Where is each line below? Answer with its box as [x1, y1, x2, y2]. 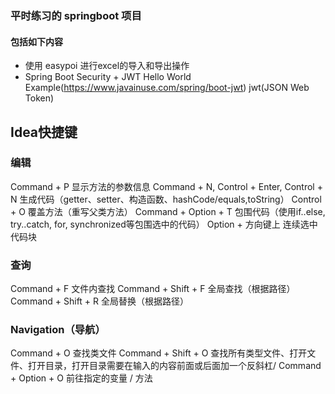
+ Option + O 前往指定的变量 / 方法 [10, 372, 153, 384]
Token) [24, 92, 55, 104]
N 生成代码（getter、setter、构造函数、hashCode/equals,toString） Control [10, 193, 322, 205]
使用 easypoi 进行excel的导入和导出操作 [24, 60, 190, 72]
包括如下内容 [10, 35, 63, 47]
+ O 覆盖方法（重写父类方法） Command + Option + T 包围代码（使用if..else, [10, 205, 326, 217]
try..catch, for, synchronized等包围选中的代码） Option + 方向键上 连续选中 [10, 218, 318, 230]
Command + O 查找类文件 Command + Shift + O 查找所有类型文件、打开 [10, 347, 308, 359]
